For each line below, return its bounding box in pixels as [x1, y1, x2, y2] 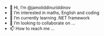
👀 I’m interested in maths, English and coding [9, 10, 100, 16]
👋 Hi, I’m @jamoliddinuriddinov [9, 5, 71, 10]
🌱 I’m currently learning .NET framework [9, 15, 90, 20]
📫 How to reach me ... [9, 26, 55, 31]
